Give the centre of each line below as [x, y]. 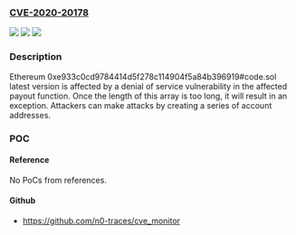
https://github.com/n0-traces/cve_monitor [101, 221]
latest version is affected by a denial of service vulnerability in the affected [148, 86]
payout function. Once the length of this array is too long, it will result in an [148, 96]
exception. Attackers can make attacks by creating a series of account [141, 105]
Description [36, 57]
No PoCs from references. [58, 180]
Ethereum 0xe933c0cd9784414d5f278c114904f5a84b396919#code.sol [143, 76]
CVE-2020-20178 [49, 13]
